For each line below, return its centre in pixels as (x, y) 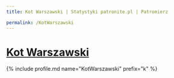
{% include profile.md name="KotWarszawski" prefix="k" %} (82, 69)
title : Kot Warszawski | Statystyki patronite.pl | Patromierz (87, 12)
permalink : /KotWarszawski (40, 22)
